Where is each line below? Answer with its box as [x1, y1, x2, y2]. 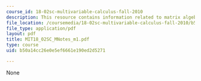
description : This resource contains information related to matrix [6, 14, 181, 20]
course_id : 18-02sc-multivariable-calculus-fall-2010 [6, 8, 144, 15]
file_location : [6, 20, 44, 26]
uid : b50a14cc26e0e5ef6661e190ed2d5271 [6, 48, 106, 54]
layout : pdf [6, 31, 36, 37]
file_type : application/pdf [6, 25, 77, 32]
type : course [6, 42, 39, 48]
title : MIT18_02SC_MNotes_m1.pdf [6, 36, 90, 42]
